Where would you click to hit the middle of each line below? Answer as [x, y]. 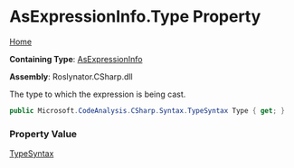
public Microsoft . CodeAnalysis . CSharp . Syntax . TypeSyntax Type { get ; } [147, 110]
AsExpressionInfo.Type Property [135, 17]
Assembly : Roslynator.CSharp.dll [71, 76]
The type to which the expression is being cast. [98, 94]
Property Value [43, 134]
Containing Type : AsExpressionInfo [76, 59]
